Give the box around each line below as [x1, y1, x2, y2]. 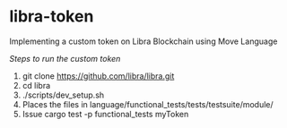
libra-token [9, 6, 94, 27]
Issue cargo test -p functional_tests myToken [22, 108, 189, 119]
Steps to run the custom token [9, 53, 121, 64]
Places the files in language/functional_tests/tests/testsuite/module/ [22, 98, 274, 109]
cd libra [22, 80, 51, 90]
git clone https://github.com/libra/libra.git [22, 70, 175, 81]
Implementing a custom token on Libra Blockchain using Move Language [9, 36, 278, 47]
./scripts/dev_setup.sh [22, 90, 105, 100]
